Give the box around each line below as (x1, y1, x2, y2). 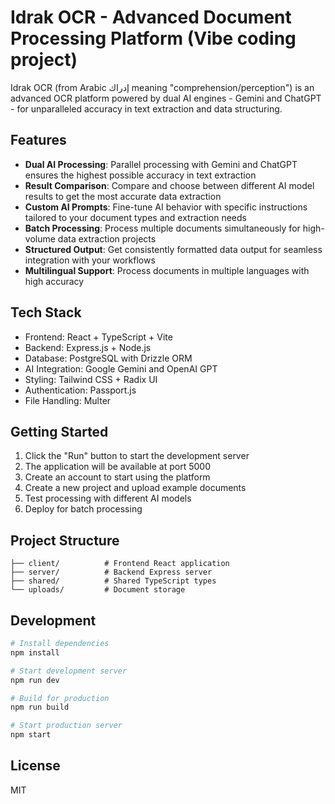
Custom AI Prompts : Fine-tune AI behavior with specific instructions (24, 201, 308, 213)
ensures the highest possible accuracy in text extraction (24, 169, 257, 181)
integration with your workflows (24, 254, 156, 266)
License (10, 757, 61, 775)
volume (24, 232, 56, 245)
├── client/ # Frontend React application (10, 559, 230, 569)
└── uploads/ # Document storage (10, 585, 186, 595)
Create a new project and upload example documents (24, 482, 247, 494)
